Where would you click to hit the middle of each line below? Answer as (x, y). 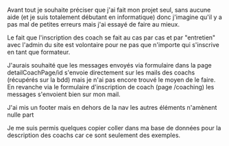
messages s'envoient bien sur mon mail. (64, 94)
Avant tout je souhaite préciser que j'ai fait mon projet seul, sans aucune (109, 10)
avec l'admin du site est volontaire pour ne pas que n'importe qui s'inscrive (113, 45)
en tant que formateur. (39, 52)
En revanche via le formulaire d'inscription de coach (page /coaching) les (111, 87)
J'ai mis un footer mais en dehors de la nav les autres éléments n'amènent (112, 107)
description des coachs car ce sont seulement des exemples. (94, 135)
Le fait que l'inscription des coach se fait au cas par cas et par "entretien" (111, 38)
